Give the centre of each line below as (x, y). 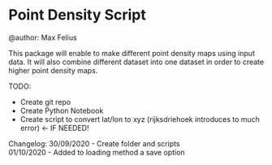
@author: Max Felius (43, 37)
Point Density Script (77, 15)
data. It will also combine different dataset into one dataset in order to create (136, 62)
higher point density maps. (53, 70)
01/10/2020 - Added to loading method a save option (97, 152)
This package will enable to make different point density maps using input (132, 53)
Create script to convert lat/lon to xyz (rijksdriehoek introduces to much (140, 119)
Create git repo (45, 102)
